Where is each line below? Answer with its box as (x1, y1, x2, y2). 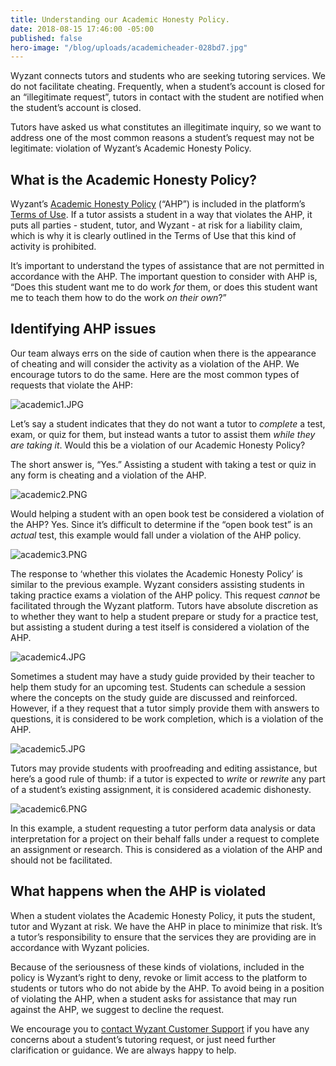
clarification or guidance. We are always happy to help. (10, 1044, 237, 1056)
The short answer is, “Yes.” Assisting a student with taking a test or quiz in (10, 458, 317, 470)
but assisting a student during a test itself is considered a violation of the (10, 621, 310, 633)
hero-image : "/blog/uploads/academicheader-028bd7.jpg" (10, 42, 248, 53)
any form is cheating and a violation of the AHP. (10, 469, 207, 481)
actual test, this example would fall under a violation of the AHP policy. (10, 529, 302, 541)
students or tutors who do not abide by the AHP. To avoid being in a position (10, 982, 325, 994)
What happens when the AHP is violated (10, 883, 267, 900)
